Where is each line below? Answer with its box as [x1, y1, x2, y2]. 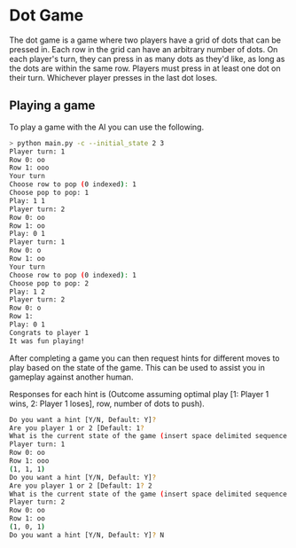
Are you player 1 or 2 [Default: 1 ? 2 [9, 481, 152, 490]
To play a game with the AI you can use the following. [9, 121, 205, 132]
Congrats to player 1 [9, 328, 90, 337]
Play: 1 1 [9, 196, 46, 205]
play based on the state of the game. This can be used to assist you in [9, 362, 266, 372]
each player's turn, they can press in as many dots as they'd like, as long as [9, 53, 285, 64]
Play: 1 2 [9, 287, 46, 296]
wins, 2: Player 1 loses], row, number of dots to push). [9, 398, 206, 409]
